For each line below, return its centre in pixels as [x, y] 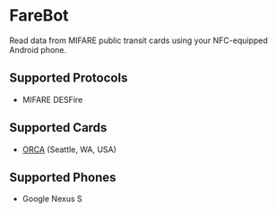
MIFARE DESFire [52, 99]
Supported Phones [63, 177]
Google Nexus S [52, 199]
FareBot [39, 16]
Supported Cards [58, 128]
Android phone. [38, 49]
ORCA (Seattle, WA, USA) [69, 149]
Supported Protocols [69, 78]
